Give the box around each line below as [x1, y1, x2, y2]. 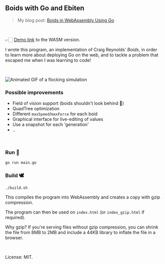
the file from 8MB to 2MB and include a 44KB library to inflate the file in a [5, 229, 156, 235]
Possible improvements [5, 89, 64, 96]
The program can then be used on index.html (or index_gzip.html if [5, 209, 145, 215]
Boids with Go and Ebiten [5, 4, 85, 12]
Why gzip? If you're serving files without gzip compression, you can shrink [5, 224, 159, 230]
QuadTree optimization [12, 106, 60, 112]
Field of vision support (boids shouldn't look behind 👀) [12, 100, 124, 106]
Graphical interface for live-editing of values [12, 116, 104, 122]
